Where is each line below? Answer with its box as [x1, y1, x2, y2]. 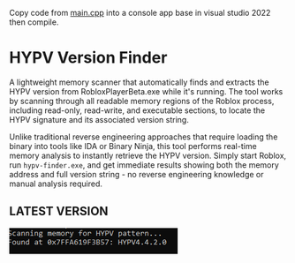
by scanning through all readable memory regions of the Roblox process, [9, 95, 275, 106]
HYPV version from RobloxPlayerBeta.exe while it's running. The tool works [9, 86, 284, 96]
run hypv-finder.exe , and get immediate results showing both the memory [9, 159, 280, 170]
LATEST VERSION [9, 204, 109, 219]
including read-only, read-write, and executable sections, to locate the [9, 105, 266, 116]
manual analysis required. [9, 178, 103, 189]
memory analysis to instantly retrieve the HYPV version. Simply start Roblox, [9, 150, 287, 161]
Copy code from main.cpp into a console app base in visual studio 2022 [9, 8, 271, 18]
